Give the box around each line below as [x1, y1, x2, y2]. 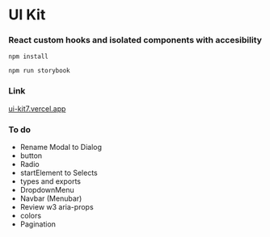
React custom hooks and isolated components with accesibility [8, 35, 263, 46]
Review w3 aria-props [19, 202, 95, 212]
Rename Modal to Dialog [19, 143, 103, 152]
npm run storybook [8, 67, 70, 75]
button [19, 151, 43, 160]
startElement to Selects [19, 168, 99, 178]
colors [19, 211, 42, 221]
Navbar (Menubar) [19, 193, 82, 203]
